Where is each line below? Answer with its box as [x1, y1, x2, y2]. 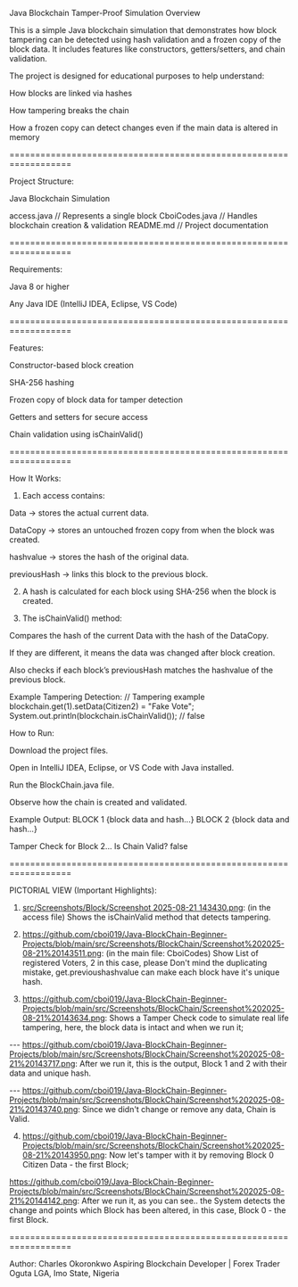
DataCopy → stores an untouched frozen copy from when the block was [9, 525, 275, 535]
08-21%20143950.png [21, 1150, 105, 1160]
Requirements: [9, 264, 62, 275]
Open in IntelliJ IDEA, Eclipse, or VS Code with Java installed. [9, 763, 235, 772]
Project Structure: [9, 176, 74, 186]
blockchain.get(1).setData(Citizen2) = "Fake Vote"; [9, 701, 195, 712]
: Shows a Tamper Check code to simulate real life [104, 1012, 289, 1023]
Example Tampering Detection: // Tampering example [9, 691, 205, 702]
